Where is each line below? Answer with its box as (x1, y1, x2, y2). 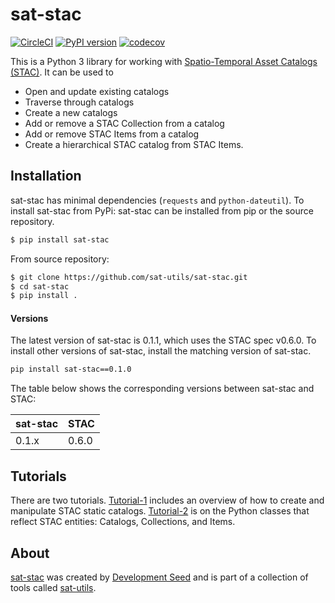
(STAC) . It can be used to (10, 66, 114, 78)
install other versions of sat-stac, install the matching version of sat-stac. (10, 345, 312, 357)
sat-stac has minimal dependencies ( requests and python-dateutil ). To (10, 194, 305, 206)
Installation (10, 168, 82, 185)
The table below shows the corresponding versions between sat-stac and (10, 383, 315, 395)
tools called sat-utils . (10, 581, 97, 593)
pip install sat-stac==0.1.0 (10, 364, 132, 375)
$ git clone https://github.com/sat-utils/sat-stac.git (10, 272, 248, 282)
